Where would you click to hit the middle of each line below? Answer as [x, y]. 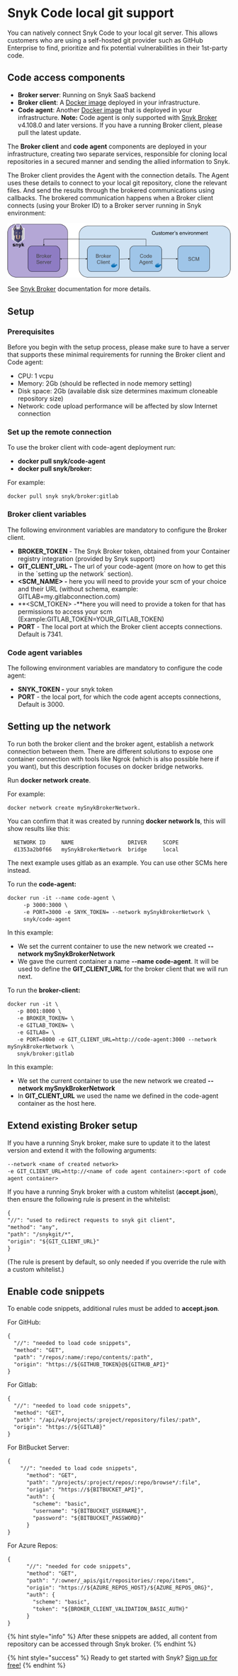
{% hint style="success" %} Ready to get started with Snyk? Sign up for [113, 1658]
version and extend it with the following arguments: [82, 1150]
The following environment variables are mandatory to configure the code [115, 668]
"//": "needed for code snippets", [79, 1567]
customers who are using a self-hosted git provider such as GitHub [105, 40]
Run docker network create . [49, 780]
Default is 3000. [41, 704]
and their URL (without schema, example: [78, 589]
